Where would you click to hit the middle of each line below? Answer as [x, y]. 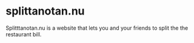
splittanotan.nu [45, 11]
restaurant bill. [24, 34]
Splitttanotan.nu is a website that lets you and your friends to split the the [97, 28]
